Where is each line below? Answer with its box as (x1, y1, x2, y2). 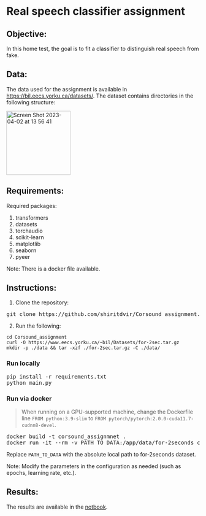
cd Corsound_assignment (6, 334, 67, 341)
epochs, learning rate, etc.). (6, 469, 77, 477)
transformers (15, 214, 48, 221)
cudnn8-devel (21, 422, 55, 429)
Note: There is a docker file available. (6, 265, 101, 272)
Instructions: (6, 283, 57, 293)
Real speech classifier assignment (6, 4, 185, 18)
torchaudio (15, 227, 43, 234)
